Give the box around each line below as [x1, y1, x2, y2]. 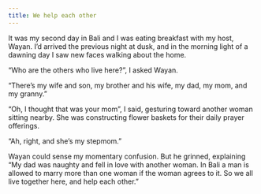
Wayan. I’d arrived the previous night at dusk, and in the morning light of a [8, 41, 248, 51]
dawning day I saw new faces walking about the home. [8, 50, 187, 59]
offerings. [8, 121, 40, 130]
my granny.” [8, 88, 47, 99]
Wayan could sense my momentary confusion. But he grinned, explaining [8, 151, 246, 161]
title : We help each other [8, 11, 97, 20]
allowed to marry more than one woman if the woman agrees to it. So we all [8, 168, 254, 177]
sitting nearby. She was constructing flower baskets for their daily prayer [8, 112, 244, 122]
